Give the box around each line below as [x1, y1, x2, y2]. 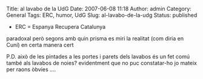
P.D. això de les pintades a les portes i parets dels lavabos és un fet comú [6, 53, 190, 60]
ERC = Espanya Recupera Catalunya [15, 24, 106, 30]
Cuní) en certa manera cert [6, 42, 74, 48]
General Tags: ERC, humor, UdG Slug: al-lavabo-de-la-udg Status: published [6, 11, 198, 19]
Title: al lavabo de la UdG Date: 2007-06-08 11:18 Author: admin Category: [6, 5, 192, 12]
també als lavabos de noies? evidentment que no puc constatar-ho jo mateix [6, 60, 198, 66]
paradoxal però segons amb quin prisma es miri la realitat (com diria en [6, 35, 184, 42]
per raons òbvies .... [6, 66, 56, 73]
